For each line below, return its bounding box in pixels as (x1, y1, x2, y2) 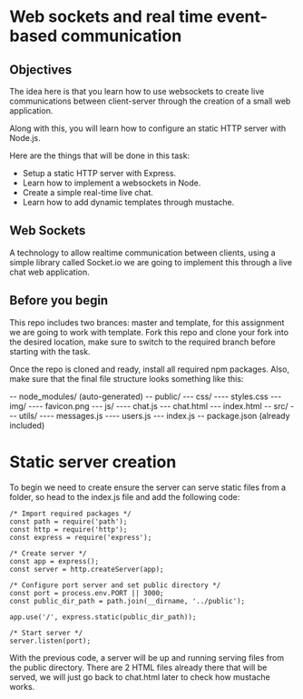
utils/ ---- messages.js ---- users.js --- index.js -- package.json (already (18, 410, 290, 421)
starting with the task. (9, 345, 91, 356)
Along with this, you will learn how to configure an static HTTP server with (9, 123, 287, 134)
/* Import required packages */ (9, 509, 132, 518)
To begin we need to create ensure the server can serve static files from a (9, 482, 287, 493)
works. (9, 681, 35, 692)
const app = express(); (9, 556, 100, 565)
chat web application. (9, 266, 90, 277)
